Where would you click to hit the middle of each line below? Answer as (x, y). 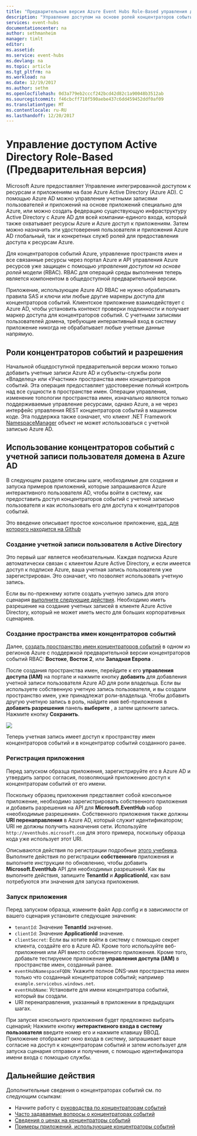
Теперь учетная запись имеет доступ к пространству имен (81, 737)
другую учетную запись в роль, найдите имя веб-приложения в (86, 702)
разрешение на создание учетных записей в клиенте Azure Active (89, 606)
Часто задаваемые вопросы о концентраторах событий (85, 1114)
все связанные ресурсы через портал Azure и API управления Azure (92, 260)
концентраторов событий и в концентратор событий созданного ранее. (96, 743)
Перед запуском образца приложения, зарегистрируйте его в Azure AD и (98, 771)
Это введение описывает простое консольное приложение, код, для (92, 523)
